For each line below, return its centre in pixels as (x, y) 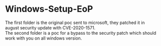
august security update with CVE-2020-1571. (50, 27)
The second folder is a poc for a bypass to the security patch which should (81, 33)
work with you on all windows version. (44, 38)
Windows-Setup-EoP (49, 9)
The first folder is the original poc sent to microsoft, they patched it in (75, 23)
